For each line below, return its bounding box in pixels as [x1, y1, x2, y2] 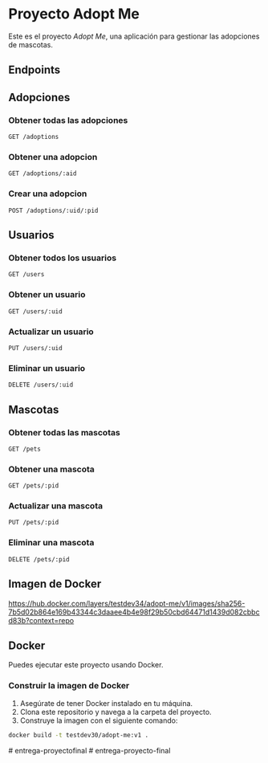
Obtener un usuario [8, 289, 86, 300]
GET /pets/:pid [8, 482, 59, 490]
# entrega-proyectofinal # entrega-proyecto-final [8, 745, 171, 755]
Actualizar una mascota [8, 500, 103, 512]
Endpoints [8, 63, 61, 77]
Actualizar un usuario [8, 326, 94, 337]
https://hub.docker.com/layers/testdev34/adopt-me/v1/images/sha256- [8, 598, 246, 608]
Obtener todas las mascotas [8, 426, 120, 438]
